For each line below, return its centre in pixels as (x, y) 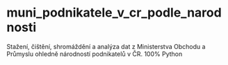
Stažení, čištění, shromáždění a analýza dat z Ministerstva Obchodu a (106, 46)
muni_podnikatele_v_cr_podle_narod (114, 13)
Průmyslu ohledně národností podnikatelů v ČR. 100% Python (95, 54)
